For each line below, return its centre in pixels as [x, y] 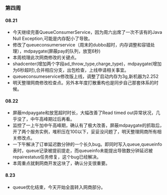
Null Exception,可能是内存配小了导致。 [52, 38]
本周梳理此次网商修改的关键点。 [46, 58]
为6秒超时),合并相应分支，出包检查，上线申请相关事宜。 [71, 70]
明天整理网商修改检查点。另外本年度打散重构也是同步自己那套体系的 [83, 83]
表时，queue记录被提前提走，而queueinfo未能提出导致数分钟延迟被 [82, 151]
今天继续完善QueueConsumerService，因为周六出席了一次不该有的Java [87, 32]
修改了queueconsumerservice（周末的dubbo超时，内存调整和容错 [81, 45]
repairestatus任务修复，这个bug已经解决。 [57, 157]
